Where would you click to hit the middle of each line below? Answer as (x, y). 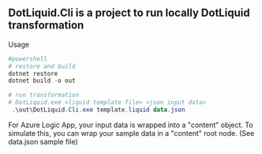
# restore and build (42, 66)
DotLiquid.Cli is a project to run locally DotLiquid (129, 13)
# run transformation (44, 95)
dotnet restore (33, 73)
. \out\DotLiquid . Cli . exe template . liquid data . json (98, 110)
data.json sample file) (43, 141)
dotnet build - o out (42, 81)
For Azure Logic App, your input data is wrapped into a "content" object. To (131, 125)
